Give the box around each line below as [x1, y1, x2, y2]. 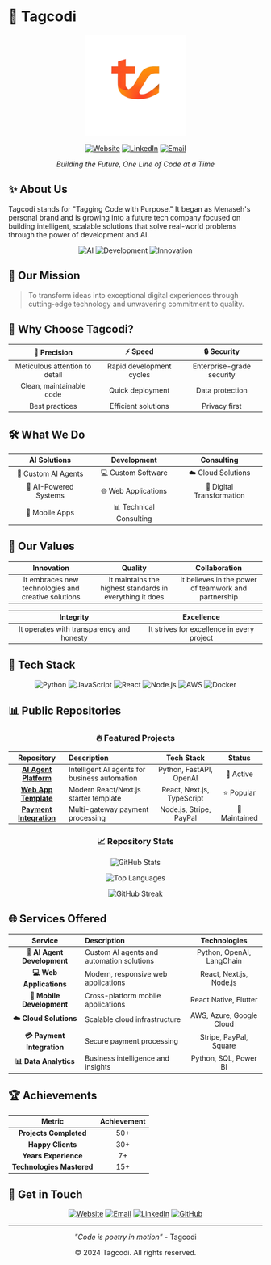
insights [84, 1062, 111, 1072]
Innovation [32, 563, 70, 573]
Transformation [194, 490, 245, 500]
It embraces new [23, 575, 79, 585]
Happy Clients [27, 1139, 77, 1149]
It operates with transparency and [18, 624, 131, 633]
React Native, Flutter [190, 995, 258, 1005]
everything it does [104, 592, 165, 602]
